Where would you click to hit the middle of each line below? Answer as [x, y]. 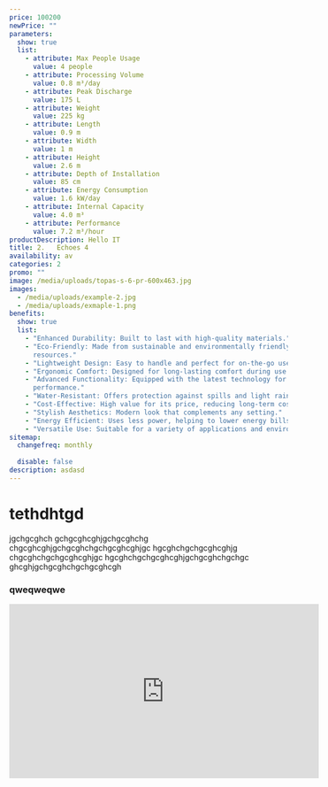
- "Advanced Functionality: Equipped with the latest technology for [156, 380]
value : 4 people [62, 67]
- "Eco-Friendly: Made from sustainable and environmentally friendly [158, 346]
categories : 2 [35, 265]
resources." [54, 355]
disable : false [45, 462]
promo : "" [27, 273]
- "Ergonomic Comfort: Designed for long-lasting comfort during [148, 371]
